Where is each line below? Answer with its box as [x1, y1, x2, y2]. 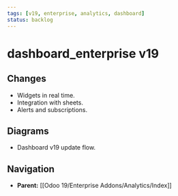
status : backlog [7, 16, 53, 23]
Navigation [7, 163, 55, 175]
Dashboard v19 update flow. [16, 143, 96, 152]
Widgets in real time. [16, 91, 75, 99]
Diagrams [7, 125, 49, 137]
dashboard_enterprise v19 [7, 46, 159, 61]
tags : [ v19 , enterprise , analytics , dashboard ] [7, 10, 145, 17]
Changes [7, 73, 46, 85]
